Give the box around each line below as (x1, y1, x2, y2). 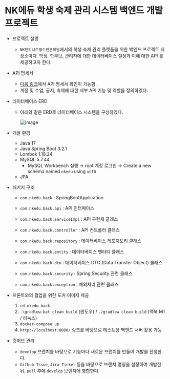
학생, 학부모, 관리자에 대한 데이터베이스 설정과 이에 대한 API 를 (39, 52, 163, 59)
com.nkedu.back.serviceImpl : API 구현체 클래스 (19, 216, 118, 222)
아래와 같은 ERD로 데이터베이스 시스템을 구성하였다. (19, 109, 123, 115)
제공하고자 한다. (19, 59, 52, 65)
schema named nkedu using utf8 (27, 168, 96, 174)
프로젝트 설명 (12, 35, 39, 41)
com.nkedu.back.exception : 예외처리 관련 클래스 (19, 281, 119, 287)
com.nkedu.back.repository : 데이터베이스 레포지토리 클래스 (19, 238, 142, 244)
